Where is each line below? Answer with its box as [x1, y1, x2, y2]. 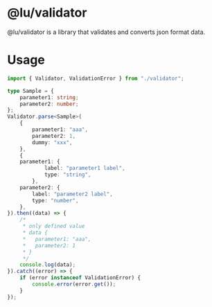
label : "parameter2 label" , [32, 191, 113, 198]
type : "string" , [44, 171, 91, 178]
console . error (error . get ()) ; [32, 281, 116, 288]
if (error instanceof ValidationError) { [19, 274, 141, 281]
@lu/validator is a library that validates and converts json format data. [7, 28, 206, 36]
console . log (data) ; [19, 261, 76, 268]
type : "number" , [32, 197, 79, 204]
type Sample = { [7, 87, 54, 94]
